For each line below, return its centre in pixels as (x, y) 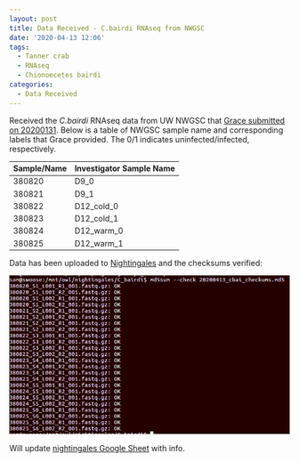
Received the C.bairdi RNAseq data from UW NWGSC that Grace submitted (147, 120)
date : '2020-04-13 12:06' (57, 37)
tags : (19, 47)
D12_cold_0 (96, 206)
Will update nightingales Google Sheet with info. (97, 448)
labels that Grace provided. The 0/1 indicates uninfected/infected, (129, 139)
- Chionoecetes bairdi (59, 76)
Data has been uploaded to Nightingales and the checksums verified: (136, 263)
